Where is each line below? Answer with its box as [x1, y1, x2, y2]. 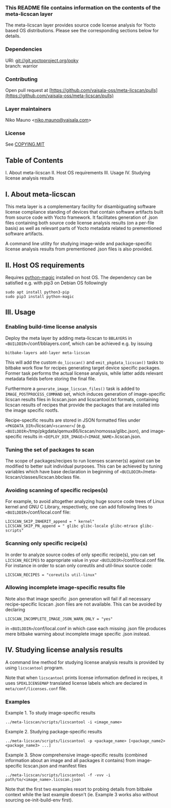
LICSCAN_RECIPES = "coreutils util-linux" [5, 572, 97, 578]
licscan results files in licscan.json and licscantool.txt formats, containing [5, 396, 159, 402]
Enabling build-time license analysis [5, 324, 97, 331]
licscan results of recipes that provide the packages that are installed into [5, 402, 160, 408]
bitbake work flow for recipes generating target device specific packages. [5, 364, 161, 371]
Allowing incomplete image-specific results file [5, 584, 126, 591]
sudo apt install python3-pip [5, 289, 70, 295]
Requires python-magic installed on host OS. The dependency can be [5, 274, 152, 280]
